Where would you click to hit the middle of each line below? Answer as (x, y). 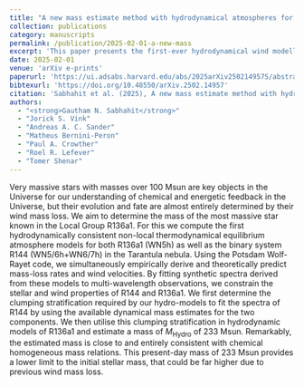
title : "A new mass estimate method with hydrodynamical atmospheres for (152, 18)
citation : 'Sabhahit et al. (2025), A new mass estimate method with (143, 93)
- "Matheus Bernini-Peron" (68, 136)
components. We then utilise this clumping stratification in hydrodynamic (145, 322)
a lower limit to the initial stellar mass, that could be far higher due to (137, 362)
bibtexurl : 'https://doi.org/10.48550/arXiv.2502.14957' (119, 85)
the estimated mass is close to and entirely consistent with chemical (137, 343)
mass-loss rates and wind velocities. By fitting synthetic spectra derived (144, 274)
